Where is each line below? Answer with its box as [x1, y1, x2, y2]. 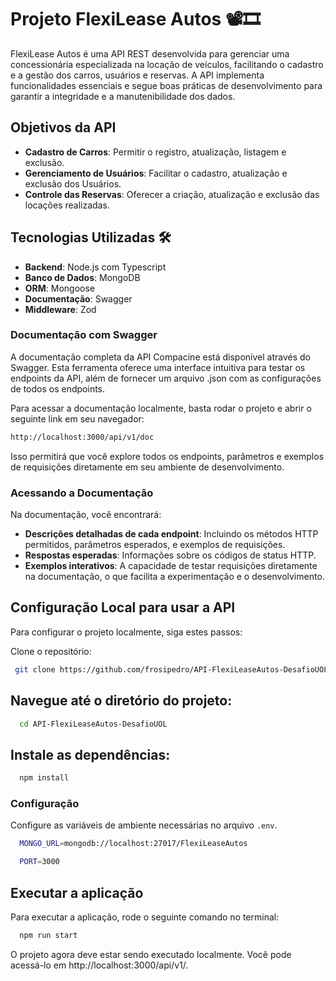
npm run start [19, 930, 78, 940]
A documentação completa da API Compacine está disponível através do [10, 351, 311, 363]
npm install [19, 773, 70, 783]
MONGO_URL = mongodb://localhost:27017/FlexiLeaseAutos [19, 839, 248, 849]
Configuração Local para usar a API [10, 599, 236, 616]
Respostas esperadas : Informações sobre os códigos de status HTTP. [24, 549, 317, 561]
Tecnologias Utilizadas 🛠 [10, 229, 172, 246]
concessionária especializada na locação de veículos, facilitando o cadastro [10, 58, 324, 70]
